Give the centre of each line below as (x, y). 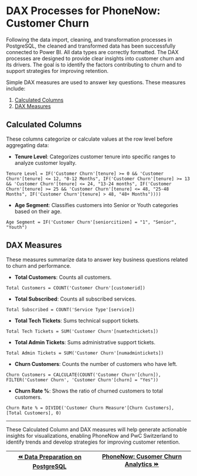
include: (16, 88)
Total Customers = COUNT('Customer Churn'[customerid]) (76, 288)
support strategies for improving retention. (57, 71)
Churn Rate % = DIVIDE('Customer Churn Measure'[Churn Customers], (90, 408)
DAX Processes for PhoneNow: (83, 11)
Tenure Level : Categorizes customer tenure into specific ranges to (95, 157)
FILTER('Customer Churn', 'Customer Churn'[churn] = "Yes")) (82, 380)
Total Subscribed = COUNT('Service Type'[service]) (70, 309)
